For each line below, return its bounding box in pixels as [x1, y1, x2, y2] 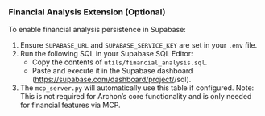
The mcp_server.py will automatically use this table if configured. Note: [19, 83, 255, 93]
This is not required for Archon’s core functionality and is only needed [19, 92, 252, 101]
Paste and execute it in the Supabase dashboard [31, 66, 193, 76]
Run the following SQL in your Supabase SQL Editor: [19, 49, 193, 59]
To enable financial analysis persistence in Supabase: [8, 25, 187, 35]
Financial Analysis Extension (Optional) [8, 6, 166, 18]
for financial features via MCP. [19, 100, 121, 110]
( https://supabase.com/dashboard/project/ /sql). [31, 75, 192, 85]
